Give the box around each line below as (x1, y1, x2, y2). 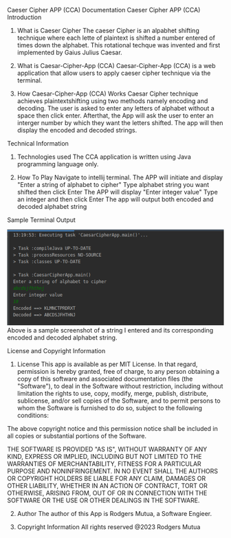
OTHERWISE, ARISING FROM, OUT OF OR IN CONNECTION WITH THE (7, 489, 208, 497)
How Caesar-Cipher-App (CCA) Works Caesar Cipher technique (16, 89, 199, 98)
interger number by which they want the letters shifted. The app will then (16, 119, 223, 126)
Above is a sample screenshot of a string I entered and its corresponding (7, 326, 214, 335)
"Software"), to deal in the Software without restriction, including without (16, 382, 223, 390)
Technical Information (7, 139, 69, 147)
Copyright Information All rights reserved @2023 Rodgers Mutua (16, 523, 201, 531)
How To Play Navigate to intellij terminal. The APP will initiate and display (16, 173, 223, 181)
